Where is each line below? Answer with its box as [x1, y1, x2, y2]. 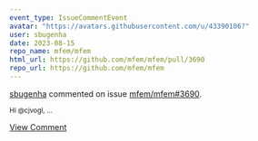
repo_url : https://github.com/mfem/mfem [9, 64, 165, 73]
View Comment [9, 121, 67, 132]
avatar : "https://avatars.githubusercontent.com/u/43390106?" [9, 22, 250, 31]
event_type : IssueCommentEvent [9, 13, 128, 23]
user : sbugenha [9, 30, 67, 39]
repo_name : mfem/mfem [9, 47, 92, 56]
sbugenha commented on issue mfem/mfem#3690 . [9, 88, 203, 99]
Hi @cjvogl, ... [9, 106, 53, 115]
